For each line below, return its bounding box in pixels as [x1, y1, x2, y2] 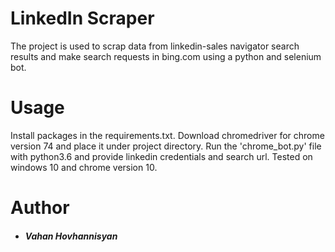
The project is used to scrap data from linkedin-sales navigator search [10, 40, 300, 52]
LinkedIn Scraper [10, 7, 155, 30]
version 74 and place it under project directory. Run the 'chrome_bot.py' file [10, 140, 322, 152]
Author [10, 197, 70, 219]
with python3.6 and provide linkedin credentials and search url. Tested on [10, 150, 313, 162]
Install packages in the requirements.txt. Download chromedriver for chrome [10, 129, 325, 141]
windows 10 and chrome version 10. [10, 161, 158, 173]
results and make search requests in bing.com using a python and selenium [10, 50, 322, 62]
